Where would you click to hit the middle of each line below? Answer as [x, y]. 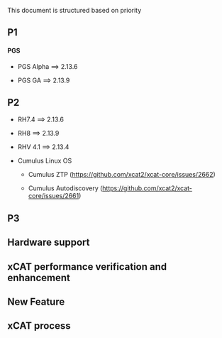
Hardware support [49, 242]
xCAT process [39, 326]
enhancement [39, 277]
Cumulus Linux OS [45, 161]
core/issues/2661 [54, 196]
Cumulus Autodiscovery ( [65, 188]
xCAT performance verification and [87, 267]
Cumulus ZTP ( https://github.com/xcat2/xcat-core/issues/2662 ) [122, 175]
